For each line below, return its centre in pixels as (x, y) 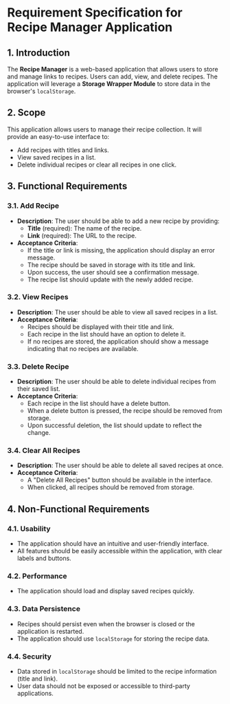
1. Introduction (38, 53)
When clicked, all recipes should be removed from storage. (111, 487)
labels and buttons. (44, 558)
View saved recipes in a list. (56, 157)
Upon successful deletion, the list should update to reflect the (115, 425)
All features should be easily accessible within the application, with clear (119, 551)
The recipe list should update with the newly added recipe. (110, 279)
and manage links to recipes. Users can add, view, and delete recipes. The (113, 76)
